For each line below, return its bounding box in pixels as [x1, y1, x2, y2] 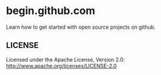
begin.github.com [6, 4, 95, 18]
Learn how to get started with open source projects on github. [6, 23, 156, 30]
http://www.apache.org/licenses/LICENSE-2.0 [6, 62, 117, 69]
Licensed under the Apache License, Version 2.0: [6, 56, 125, 63]
